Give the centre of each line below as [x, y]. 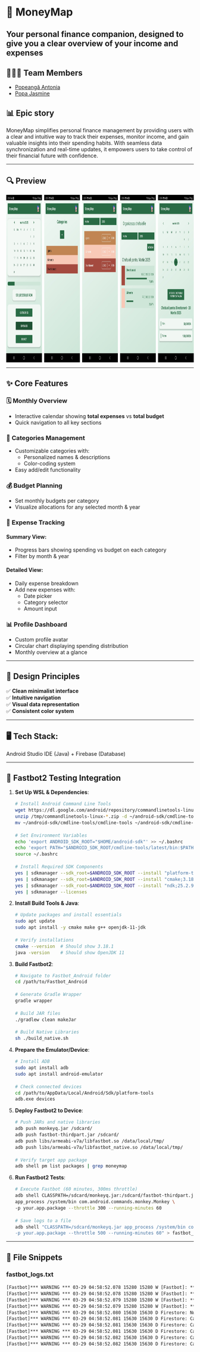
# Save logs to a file [43, 1220]
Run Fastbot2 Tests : [40, 1177]
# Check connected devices [48, 1086]
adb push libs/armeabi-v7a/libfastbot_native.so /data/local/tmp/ [99, 1147]
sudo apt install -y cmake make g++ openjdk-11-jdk [80, 928]
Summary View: [26, 537]
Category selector [46, 602]
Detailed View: [25, 570]
